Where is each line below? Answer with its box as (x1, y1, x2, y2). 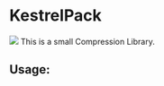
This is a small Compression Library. (20, 36, 155, 47)
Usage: (9, 62, 51, 77)
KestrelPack (9, 5, 102, 26)
